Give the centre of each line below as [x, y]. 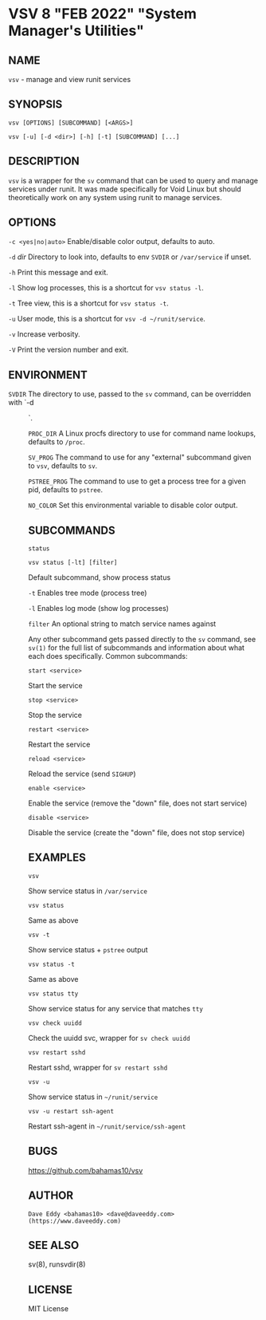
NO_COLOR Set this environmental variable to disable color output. [133, 505]
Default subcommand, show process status [100, 577]
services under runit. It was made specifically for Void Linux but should [125, 189]
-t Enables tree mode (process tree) [88, 593]
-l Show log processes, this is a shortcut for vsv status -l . [106, 288]
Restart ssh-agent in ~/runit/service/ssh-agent [107, 1126]
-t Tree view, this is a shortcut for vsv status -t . [88, 303]
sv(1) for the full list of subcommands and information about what [137, 648]
